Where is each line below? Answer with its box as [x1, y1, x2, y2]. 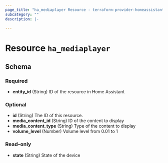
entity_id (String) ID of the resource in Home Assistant [12, 89, 125, 95]
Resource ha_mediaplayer [5, 43, 111, 54]
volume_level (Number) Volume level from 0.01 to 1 [12, 128, 118, 135]
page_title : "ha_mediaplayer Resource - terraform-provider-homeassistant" [5, 7, 166, 12]
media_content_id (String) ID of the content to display [12, 118, 124, 124]
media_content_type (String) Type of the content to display [12, 123, 136, 129]
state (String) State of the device [12, 152, 80, 158]
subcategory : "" [5, 12, 39, 17]
